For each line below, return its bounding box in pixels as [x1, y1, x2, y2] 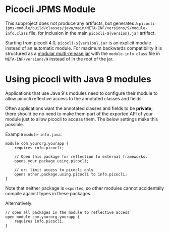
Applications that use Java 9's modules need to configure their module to [5, 90, 158, 96]
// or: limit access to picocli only [14, 167, 94, 172]
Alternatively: [5, 200, 33, 206]
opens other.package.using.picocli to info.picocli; [14, 171, 128, 177]
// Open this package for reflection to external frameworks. [14, 154, 148, 159]
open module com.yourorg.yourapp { [5, 214, 80, 219]
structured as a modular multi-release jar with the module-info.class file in [5, 50, 160, 56]
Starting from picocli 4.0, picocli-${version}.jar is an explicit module [5, 39, 151, 46]
